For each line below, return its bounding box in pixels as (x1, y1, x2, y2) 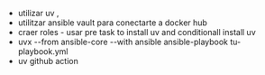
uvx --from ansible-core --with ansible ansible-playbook (17, 36, 228, 47)
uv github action (17, 56, 78, 66)
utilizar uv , (17, 8, 59, 18)
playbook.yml (17, 46, 69, 57)
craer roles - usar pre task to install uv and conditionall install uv (17, 27, 257, 37)
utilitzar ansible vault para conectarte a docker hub (17, 17, 207, 28)
